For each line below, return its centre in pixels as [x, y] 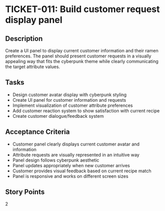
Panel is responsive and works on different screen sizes [70, 176]
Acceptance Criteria [37, 132]
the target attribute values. [33, 67]
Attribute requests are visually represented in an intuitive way [76, 155]
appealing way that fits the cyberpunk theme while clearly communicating [82, 61]
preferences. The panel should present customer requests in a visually [78, 56]
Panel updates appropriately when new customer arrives [71, 165]
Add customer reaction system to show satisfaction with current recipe [86, 111]
